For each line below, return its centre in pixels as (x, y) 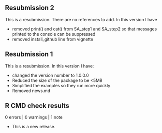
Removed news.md (31, 91)
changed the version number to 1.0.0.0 (50, 75)
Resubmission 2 (30, 8)
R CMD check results (37, 106)
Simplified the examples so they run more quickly (61, 85)
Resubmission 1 (29, 54)
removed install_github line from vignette (52, 39)
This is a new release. (34, 127)
